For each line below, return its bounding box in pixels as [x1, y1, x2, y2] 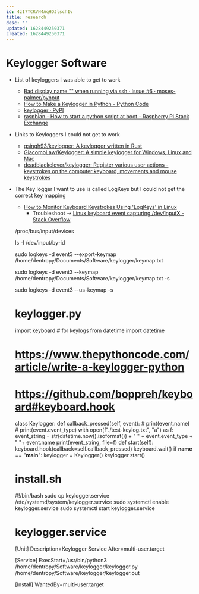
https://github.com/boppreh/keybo [14, 387, 193, 401]
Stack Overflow [32, 216, 71, 223]
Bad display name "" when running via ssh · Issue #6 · [23, 87, 156, 95]
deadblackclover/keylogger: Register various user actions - [23, 161, 169, 168]
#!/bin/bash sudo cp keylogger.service [14, 492, 110, 499]
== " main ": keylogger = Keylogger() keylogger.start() [14, 452, 146, 459]
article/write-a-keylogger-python [14, 361, 185, 374]
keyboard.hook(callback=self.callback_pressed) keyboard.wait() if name [14, 445, 192, 452]
